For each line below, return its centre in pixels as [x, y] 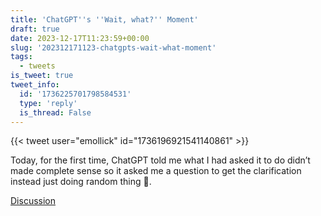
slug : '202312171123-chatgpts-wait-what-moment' [113, 47]
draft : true [35, 29]
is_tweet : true [42, 76]
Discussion [33, 201]
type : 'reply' [48, 103]
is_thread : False [55, 112]
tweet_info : [35, 85]
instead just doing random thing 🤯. [81, 182]
